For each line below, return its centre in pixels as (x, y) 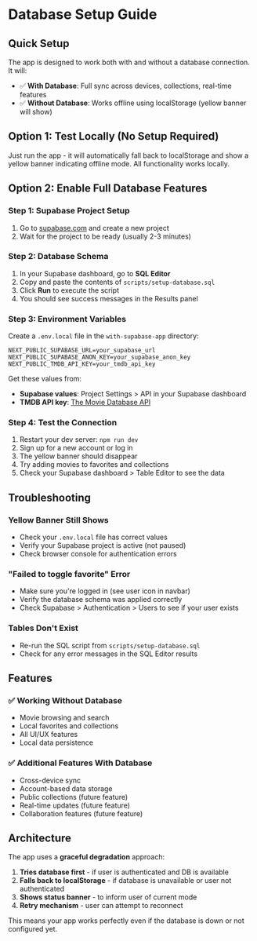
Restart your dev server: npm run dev (79, 439)
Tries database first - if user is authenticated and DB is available (124, 872)
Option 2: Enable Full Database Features (108, 189)
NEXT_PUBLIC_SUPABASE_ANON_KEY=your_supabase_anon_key (100, 357)
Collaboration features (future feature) (81, 813)
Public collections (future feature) (74, 797)
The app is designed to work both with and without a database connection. (129, 62)
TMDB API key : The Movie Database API (85, 403)
